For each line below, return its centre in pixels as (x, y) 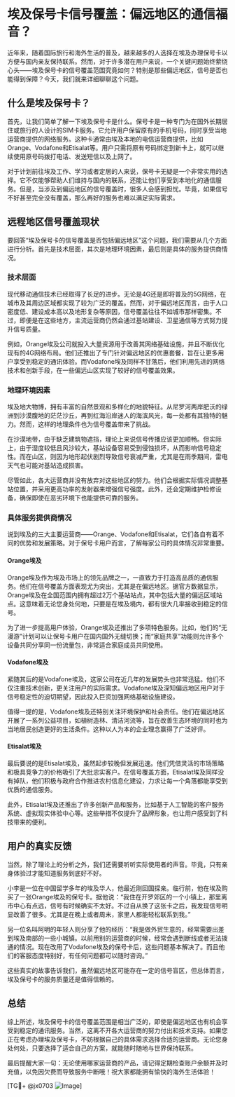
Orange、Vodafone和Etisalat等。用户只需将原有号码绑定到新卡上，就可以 (113, 147)
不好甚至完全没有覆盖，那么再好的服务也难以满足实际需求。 (93, 198)
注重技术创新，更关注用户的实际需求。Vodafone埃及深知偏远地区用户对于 (119, 688)
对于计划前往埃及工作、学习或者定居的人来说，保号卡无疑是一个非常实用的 (114, 171)
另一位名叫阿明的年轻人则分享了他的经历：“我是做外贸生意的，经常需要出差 (116, 929)
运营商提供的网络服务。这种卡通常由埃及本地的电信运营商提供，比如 (105, 139)
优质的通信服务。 (32, 790)
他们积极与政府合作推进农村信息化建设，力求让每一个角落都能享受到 (129, 781)
